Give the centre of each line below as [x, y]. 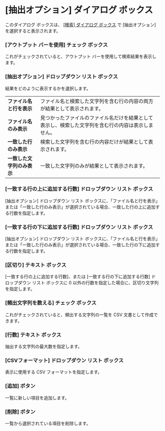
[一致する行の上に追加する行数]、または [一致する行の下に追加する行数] [78, 277]
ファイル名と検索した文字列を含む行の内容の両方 [97, 101]
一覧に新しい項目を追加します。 [37, 398]
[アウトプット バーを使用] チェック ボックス [56, 45]
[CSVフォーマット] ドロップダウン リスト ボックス [64, 360]
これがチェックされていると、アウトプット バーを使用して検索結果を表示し [81, 57]
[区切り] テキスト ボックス [36, 265]
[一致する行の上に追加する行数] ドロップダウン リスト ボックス [79, 189]
